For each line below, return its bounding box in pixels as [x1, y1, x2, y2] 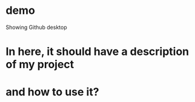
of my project [5, 58, 74, 71]
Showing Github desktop [5, 24, 67, 31]
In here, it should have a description [5, 45, 189, 59]
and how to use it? [5, 85, 99, 99]
